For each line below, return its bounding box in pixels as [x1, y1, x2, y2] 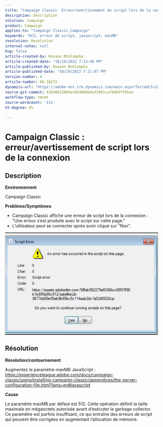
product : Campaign [5, 23, 42, 28]
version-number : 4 [5, 74, 42, 80]
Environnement [5, 184, 37, 190]
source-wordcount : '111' [5, 100, 55, 105]
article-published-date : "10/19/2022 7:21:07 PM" [5, 69, 108, 74]
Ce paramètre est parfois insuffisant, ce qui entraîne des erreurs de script [5, 411, 152, 417]
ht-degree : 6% [5, 105, 34, 110]
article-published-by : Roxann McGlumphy [5, 64, 88, 69]
